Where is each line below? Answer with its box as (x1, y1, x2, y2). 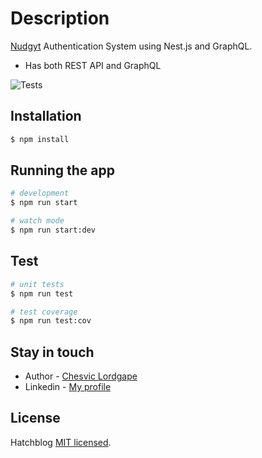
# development (10, 188, 70, 199)
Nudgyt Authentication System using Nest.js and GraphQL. (10, 40, 253, 52)
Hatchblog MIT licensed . (10, 436, 112, 448)
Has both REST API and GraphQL (24, 59, 162, 71)
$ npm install (10, 134, 70, 144)
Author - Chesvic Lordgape (24, 370, 138, 382)
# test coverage (10, 307, 78, 317)
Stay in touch (10, 343, 95, 361)
